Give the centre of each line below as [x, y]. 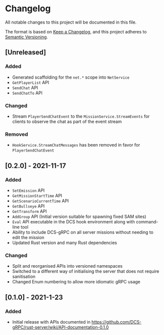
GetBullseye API [28, 206]
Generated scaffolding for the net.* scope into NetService [71, 77]
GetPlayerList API [31, 82]
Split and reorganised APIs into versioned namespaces [67, 266]
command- [147, 221]
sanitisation [24, 276]
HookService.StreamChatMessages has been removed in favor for [76, 145]
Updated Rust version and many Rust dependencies [65, 243]
